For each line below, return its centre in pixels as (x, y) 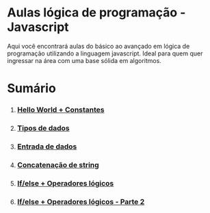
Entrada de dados (47, 147)
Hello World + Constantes (61, 110)
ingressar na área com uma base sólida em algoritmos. (84, 60)
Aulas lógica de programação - (96, 13)
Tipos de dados (43, 128)
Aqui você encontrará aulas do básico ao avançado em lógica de (99, 46)
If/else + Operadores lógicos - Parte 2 (81, 201)
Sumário (31, 89)
